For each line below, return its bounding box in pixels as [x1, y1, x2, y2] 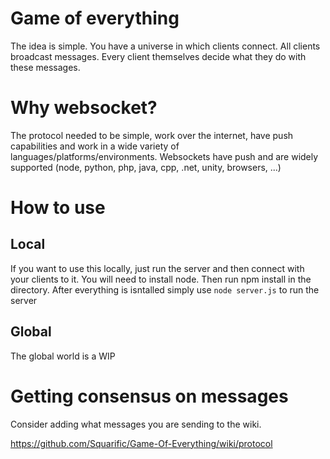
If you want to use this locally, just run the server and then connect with [10, 262, 305, 274]
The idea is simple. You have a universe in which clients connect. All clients [10, 40, 321, 52]
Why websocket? [10, 97, 158, 119]
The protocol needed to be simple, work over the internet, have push [10, 129, 294, 141]
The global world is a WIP [10, 350, 116, 362]
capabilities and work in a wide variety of [10, 140, 180, 152]
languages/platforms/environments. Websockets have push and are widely [10, 150, 319, 162]
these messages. [10, 61, 81, 73]
